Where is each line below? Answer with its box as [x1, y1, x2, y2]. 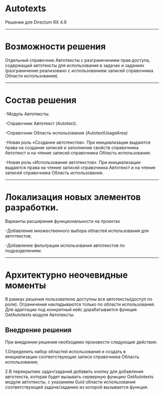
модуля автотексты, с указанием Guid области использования [5, 379, 136, 385]
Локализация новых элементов [5, 192, 141, 203]
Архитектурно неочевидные [5, 269, 128, 280]
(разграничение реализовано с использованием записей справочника [5, 67, 154, 74]
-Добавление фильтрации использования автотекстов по [5, 242, 125, 248]
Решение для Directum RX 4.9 [5, 19, 67, 25]
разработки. [5, 202, 59, 213]
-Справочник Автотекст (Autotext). [5, 120, 78, 126]
